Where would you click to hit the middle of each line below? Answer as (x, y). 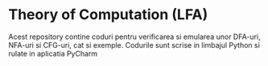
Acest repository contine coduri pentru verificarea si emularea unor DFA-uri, (134, 37)
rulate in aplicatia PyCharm (53, 53)
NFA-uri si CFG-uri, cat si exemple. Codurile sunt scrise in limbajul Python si (134, 45)
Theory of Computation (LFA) (108, 15)
